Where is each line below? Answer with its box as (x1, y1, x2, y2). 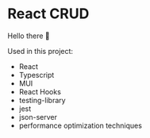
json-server (18, 112, 57, 121)
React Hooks (18, 86, 61, 96)
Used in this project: (7, 46, 73, 56)
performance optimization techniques (18, 121, 142, 130)
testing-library (18, 95, 66, 105)
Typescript (18, 70, 55, 79)
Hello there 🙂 (7, 31, 51, 40)
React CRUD (7, 5, 90, 23)
